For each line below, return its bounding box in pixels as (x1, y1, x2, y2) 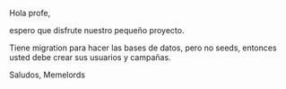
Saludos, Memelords (9, 69, 85, 80)
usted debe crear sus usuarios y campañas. (9, 52, 172, 62)
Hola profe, (9, 8, 51, 18)
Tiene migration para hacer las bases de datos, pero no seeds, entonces (9, 42, 277, 53)
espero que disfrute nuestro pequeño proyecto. (9, 25, 185, 35)
